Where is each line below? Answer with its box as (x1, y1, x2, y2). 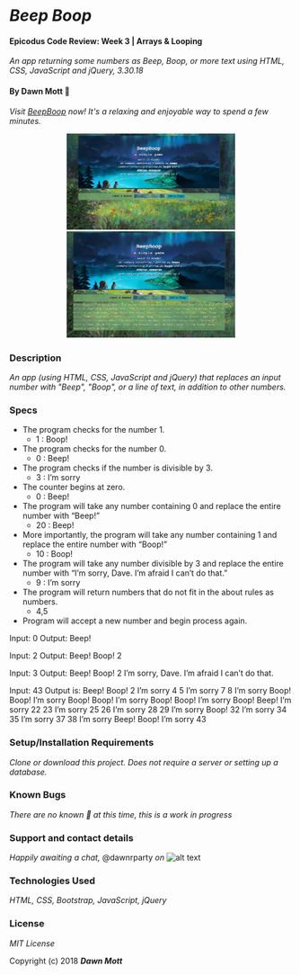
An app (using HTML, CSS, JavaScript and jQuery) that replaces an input (9, 371, 281, 382)
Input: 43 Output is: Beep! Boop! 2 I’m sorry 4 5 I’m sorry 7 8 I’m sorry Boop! (9, 685, 292, 696)
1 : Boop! (35, 434, 68, 445)
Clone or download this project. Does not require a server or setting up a (9, 756, 278, 767)
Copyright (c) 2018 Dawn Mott (9, 955, 123, 966)
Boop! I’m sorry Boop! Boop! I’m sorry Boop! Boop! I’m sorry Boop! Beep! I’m (9, 694, 292, 706)
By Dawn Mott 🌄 (9, 85, 70, 96)
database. (9, 766, 48, 777)
